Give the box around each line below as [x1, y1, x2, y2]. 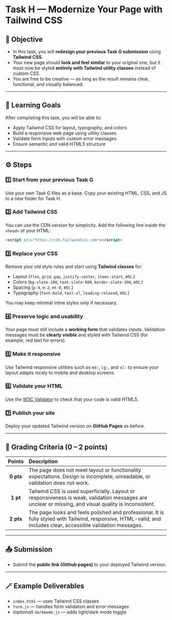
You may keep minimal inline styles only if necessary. [5, 299, 118, 306]
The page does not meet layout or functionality [29, 466, 142, 473]
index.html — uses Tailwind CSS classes [12, 598, 99, 604]
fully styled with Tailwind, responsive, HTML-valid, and [29, 515, 161, 522]
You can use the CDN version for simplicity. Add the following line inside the [5, 222, 166, 228]
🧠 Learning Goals [5, 101, 61, 110]
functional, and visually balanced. [12, 81, 84, 87]
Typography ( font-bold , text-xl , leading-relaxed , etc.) [12, 289, 130, 296]
